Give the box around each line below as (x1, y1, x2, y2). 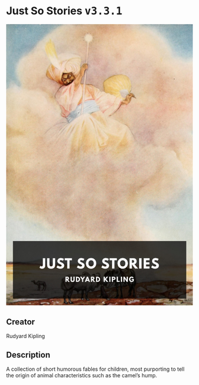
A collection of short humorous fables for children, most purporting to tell (6, 365, 185, 373)
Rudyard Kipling (6, 333, 46, 340)
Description (6, 349, 50, 360)
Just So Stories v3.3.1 (6, 4, 123, 18)
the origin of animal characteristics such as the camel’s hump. (6, 372, 158, 379)
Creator (6, 317, 36, 327)
